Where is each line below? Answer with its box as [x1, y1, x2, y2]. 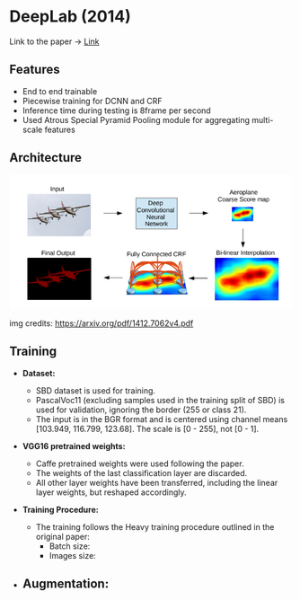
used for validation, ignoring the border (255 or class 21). [35, 404, 247, 415]
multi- [251, 114, 274, 125]
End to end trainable [22, 85, 98, 96]
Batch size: [49, 541, 91, 551]
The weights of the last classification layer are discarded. [35, 467, 248, 478]
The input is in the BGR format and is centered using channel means [35, 413, 288, 424]
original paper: [35, 531, 90, 542]
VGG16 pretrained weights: [22, 440, 126, 451]
